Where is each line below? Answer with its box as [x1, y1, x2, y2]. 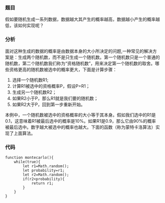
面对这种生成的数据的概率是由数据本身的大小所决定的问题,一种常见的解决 [5, 48, 153, 54]
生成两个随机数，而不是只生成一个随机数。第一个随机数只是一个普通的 [18, 54, 160, 60]
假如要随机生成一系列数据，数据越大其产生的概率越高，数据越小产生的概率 [5, 16, 156, 23]
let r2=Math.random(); [23, 172, 69, 177]
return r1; [31, 180, 54, 186]
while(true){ [14, 159, 41, 164]
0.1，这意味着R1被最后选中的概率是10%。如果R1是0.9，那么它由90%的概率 [5, 118, 156, 124]
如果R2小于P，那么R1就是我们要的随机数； [12, 95, 98, 101]
